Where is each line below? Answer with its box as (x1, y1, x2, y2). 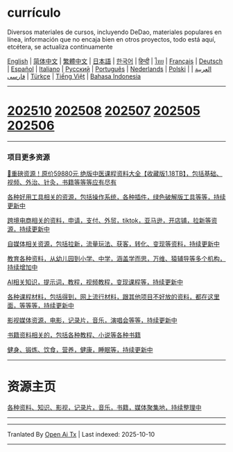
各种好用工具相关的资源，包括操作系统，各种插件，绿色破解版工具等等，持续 (7, 193, 226, 201)
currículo (7, 5, 61, 21)
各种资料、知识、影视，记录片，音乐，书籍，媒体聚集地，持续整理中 (7, 403, 202, 412)
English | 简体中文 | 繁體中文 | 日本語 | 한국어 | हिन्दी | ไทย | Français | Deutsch (7, 57, 223, 65)
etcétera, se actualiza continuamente (7, 42, 113, 51)
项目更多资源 (7, 152, 51, 162)
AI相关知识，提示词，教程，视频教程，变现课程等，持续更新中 (7, 278, 184, 286)
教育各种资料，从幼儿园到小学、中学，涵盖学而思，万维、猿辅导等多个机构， (7, 255, 226, 263)
